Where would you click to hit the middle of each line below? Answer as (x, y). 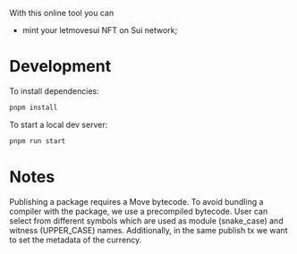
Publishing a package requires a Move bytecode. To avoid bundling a (136, 201)
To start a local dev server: (59, 124)
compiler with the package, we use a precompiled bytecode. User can (139, 211)
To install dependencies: (55, 91)
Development (60, 67)
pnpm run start (38, 141)
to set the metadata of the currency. (76, 240)
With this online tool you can (62, 13)
